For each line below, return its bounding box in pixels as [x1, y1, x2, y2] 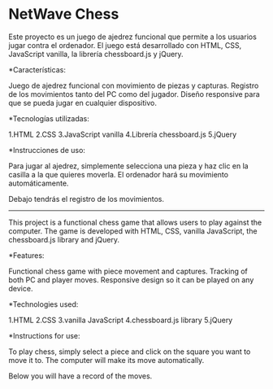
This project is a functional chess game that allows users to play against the [8, 217, 262, 227]
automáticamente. [8, 178, 69, 188]
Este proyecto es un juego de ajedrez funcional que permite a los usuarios [8, 32, 258, 42]
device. [8, 283, 33, 293]
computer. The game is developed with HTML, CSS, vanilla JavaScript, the [8, 225, 258, 236]
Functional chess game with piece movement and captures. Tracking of [8, 266, 248, 276]
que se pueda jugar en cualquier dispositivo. [8, 98, 157, 107]
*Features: [8, 250, 45, 260]
